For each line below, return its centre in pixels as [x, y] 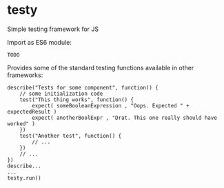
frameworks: [25, 75]
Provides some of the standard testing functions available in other [101, 67]
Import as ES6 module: [40, 42]
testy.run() [24, 178]
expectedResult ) [32, 112]
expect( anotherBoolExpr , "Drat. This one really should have [124, 118]
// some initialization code [61, 94]
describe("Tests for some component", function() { [83, 87]
